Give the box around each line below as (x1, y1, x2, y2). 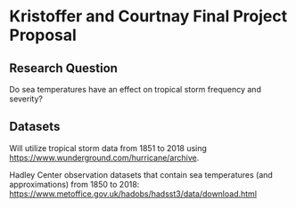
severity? (9, 93, 43, 104)
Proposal (9, 25, 78, 45)
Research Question (9, 60, 119, 76)
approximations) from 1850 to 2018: (9, 179, 140, 189)
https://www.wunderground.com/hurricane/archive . (9, 152, 200, 163)
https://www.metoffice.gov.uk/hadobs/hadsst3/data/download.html (9, 188, 257, 199)
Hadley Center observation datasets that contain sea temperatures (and (9, 169, 274, 180)
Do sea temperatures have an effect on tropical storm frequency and (9, 84, 261, 94)
